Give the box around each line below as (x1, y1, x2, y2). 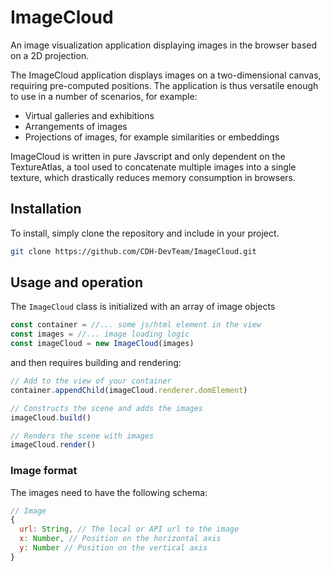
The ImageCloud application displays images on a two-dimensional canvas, (10, 69, 322, 81)
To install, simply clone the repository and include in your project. (10, 227, 280, 239)
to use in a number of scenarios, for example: (10, 90, 198, 102)
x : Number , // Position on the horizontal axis (19, 534, 222, 544)
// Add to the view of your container (10, 376, 172, 386)
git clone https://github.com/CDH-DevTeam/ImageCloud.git (10, 246, 257, 256)
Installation (10, 201, 82, 218)
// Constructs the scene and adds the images (10, 403, 203, 413)
